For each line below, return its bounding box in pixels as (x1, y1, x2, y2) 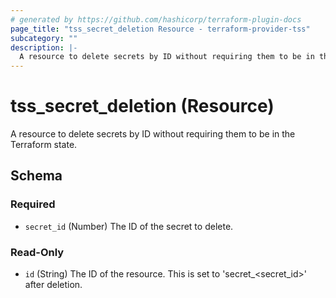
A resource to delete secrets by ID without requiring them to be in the (10, 128, 296, 140)
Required (10, 197, 56, 211)
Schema (10, 167, 63, 185)
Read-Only (10, 245, 65, 259)
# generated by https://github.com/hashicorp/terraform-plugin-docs (10, 14, 302, 25)
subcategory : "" (10, 33, 78, 43)
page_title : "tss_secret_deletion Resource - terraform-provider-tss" (10, 24, 311, 34)
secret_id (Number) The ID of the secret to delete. (24, 220, 234, 232)
